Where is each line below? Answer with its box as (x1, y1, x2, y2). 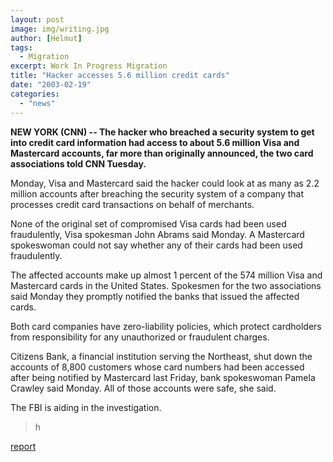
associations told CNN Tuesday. (10, 157, 147, 170)
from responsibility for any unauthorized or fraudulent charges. (10, 331, 270, 343)
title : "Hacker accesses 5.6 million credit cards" (10, 71, 230, 81)
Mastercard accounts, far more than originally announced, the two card (10, 147, 314, 159)
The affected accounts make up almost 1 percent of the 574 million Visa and (10, 269, 323, 281)
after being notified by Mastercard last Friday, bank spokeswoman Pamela (10, 371, 316, 383)
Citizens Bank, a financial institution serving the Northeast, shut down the (10, 350, 313, 362)
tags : (10, 42, 33, 53)
